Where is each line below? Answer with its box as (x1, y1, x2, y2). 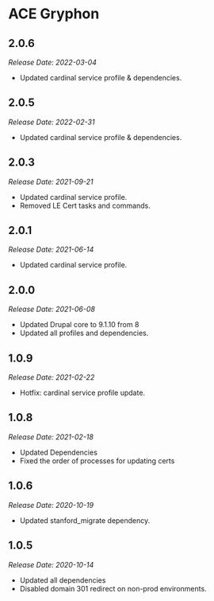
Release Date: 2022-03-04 (8, 57, 97, 67)
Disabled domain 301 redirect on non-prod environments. (19, 583, 208, 593)
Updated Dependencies (19, 447, 97, 457)
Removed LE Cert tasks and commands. (19, 201, 151, 210)
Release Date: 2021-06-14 (8, 244, 94, 255)
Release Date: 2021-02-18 (8, 431, 94, 442)
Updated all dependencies (19, 575, 106, 585)
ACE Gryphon (8, 5, 100, 23)
